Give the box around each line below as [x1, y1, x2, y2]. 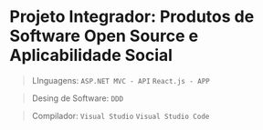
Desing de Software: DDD [31, 93, 124, 104]
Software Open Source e [9, 25, 199, 46]
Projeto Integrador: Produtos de [9, 6, 255, 27]
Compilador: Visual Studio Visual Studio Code [31, 110, 210, 121]
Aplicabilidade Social [9, 45, 174, 65]
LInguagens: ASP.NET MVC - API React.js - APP [31, 75, 210, 85]
